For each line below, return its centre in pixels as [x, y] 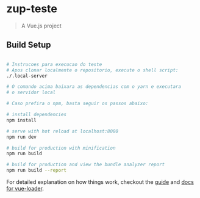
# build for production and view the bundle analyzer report [86, 165]
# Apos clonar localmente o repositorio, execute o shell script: [92, 70]
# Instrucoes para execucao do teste [54, 64]
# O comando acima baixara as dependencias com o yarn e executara [94, 87]
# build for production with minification [61, 148]
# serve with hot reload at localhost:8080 [62, 131]
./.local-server [27, 76]
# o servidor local [31, 93]
